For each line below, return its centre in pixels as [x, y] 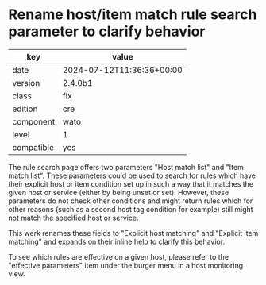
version [26, 83]
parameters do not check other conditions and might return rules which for [131, 201]
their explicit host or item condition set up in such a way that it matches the [131, 183]
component [34, 121]
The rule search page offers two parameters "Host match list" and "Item [126, 167]
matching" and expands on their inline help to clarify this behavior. [116, 241]
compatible [33, 147]
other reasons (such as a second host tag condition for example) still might [131, 209]
